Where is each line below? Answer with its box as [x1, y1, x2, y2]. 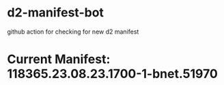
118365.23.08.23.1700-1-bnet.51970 [7, 66, 219, 82]
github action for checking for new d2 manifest [7, 27, 139, 36]
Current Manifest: [7, 51, 111, 67]
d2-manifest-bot [7, 5, 104, 21]
